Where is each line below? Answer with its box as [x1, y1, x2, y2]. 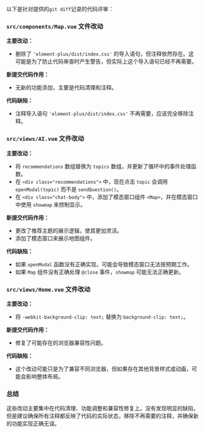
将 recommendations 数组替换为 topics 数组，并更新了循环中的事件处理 [15, 162, 191, 170]
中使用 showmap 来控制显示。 [15, 201, 86, 208]
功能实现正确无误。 [11, 420, 60, 427]
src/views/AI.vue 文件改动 [6, 134, 84, 143]
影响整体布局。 [26, 372, 64, 380]
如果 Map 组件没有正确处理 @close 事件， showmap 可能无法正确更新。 [15, 268, 185, 276]
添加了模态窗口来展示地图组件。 [15, 235, 96, 242]
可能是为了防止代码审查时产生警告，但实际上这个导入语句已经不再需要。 [15, 58, 197, 66]
